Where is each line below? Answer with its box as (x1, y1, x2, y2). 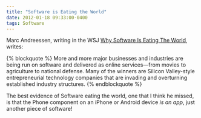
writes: (6, 43, 24, 50)
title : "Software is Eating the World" (6, 8, 107, 15)
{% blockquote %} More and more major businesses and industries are (6, 55, 183, 62)
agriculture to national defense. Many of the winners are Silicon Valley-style (6, 68, 196, 75)
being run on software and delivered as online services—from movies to (6, 61, 186, 68)
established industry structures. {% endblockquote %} (6, 80, 142, 88)
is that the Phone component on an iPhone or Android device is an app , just (6, 99, 195, 106)
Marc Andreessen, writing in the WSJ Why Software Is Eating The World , (6, 37, 188, 44)
